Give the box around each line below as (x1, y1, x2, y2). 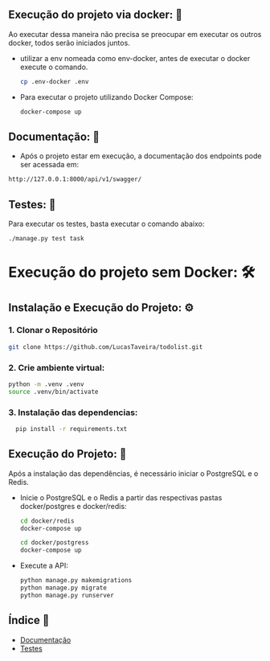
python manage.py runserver (19, 591, 114, 599)
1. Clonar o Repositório (8, 325, 98, 336)
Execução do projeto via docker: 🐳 (8, 8, 183, 22)
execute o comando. (19, 62, 88, 72)
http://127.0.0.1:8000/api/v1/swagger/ (8, 175, 142, 183)
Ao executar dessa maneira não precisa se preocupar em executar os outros (8, 29, 262, 39)
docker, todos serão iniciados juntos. (8, 38, 130, 47)
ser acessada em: (19, 160, 80, 170)
